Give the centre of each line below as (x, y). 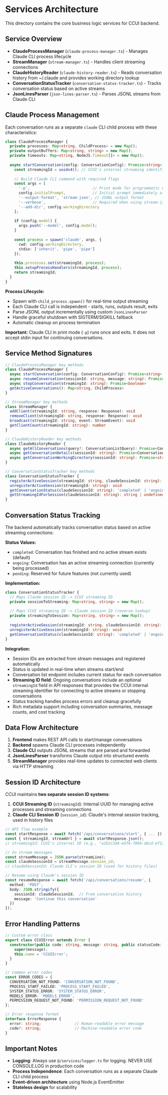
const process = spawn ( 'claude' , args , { (58, 240)
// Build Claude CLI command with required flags (67, 179)
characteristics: (21, 132)
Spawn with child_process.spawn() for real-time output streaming (80, 301)
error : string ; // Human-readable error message (77, 1024)
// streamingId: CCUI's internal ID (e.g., (51, 843)
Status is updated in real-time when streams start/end (68, 669)
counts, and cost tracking (39, 712)
